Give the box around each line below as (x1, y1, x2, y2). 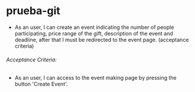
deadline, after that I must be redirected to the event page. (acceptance (14, 36, 189, 43)
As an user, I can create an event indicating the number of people (14, 24, 174, 31)
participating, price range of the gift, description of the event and (14, 29, 173, 37)
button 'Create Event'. (14, 81, 68, 88)
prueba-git (6, 4, 60, 18)
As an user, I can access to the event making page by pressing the (14, 74, 177, 81)
